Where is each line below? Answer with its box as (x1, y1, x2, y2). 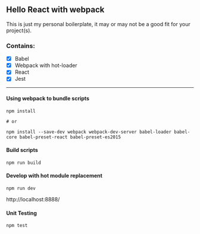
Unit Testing (6, 209, 37, 216)
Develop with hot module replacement (6, 172, 103, 179)
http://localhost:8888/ (6, 195, 60, 203)
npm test (6, 223, 28, 229)
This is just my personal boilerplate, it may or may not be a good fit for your (6, 20, 190, 27)
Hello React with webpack (6, 5, 105, 15)
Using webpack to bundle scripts (6, 94, 90, 102)
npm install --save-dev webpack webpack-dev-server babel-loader (6, 129, 171, 135)
